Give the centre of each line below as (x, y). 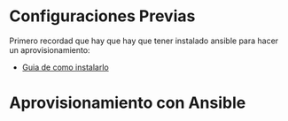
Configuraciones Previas (102, 16)
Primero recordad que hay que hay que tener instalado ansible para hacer (144, 41)
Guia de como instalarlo (65, 67)
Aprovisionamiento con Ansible (128, 103)
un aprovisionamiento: (50, 49)
